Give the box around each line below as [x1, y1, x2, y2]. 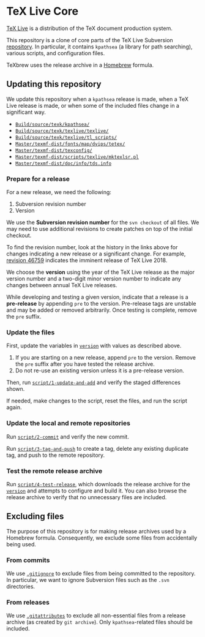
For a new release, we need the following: [6, 189, 112, 196]
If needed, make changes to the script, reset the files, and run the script [6, 397, 188, 405]
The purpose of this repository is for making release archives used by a [6, 527, 187, 535]
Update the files [6, 328, 55, 336]
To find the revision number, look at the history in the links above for [6, 244, 178, 251]
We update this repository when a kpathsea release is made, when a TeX [6, 95, 188, 102]
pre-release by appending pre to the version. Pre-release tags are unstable [6, 300, 197, 307]
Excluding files [6, 511, 64, 522]
